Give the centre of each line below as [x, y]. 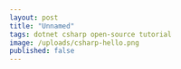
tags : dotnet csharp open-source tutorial [90, 34]
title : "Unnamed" [42, 26]
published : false [42, 51]
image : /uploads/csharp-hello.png [75, 43]
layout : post [34, 17]
